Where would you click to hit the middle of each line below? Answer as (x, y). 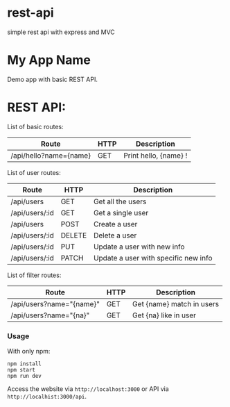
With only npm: (29, 351)
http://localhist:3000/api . (47, 397)
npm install (24, 364)
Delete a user (115, 235)
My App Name (49, 60)
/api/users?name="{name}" (55, 304)
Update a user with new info (139, 247)
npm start (21, 370)
